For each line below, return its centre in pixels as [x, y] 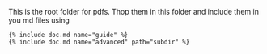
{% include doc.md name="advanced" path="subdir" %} [99, 42]
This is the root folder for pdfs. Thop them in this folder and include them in [133, 12]
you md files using [39, 20]
